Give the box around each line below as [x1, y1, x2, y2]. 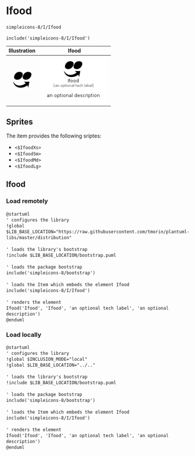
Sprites [6, 116, 33, 127]
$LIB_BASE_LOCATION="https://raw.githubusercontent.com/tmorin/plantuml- [6, 229, 190, 234]
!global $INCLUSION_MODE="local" [6, 356, 88, 362]
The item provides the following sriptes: [6, 132, 102, 139]
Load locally [6, 330, 42, 338]
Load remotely [6, 197, 49, 205]
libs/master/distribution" [6, 234, 72, 240]
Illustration [8, 47, 36, 54]
